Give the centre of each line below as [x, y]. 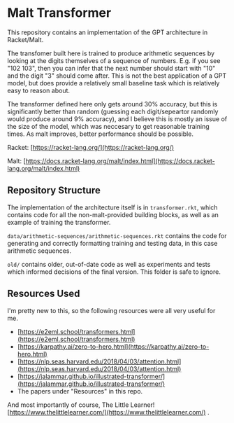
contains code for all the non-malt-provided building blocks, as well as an [113, 214]
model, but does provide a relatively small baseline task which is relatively [114, 83]
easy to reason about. [39, 90]
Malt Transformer [59, 13]
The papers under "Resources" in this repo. [80, 391]
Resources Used [44, 294]
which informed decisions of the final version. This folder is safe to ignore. [114, 272]
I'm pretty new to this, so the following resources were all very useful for [111, 310]
